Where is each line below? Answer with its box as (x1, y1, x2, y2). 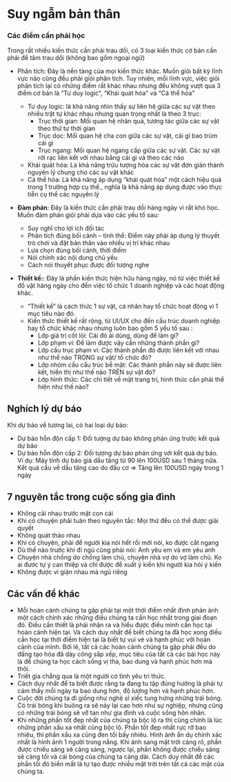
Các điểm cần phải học (7, 31, 86, 41)
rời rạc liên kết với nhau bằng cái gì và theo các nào (37, 154, 185, 162)
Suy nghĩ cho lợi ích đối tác (27, 224, 105, 233)
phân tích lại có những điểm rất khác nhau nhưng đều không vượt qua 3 (17, 82, 221, 90)
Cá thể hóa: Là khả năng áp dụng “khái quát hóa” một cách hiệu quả (27, 176, 222, 184)
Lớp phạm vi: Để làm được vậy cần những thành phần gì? (37, 339, 200, 347)
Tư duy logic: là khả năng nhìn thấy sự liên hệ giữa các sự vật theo (27, 103, 216, 111)
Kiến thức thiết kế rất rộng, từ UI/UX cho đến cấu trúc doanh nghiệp (27, 317, 221, 325)
